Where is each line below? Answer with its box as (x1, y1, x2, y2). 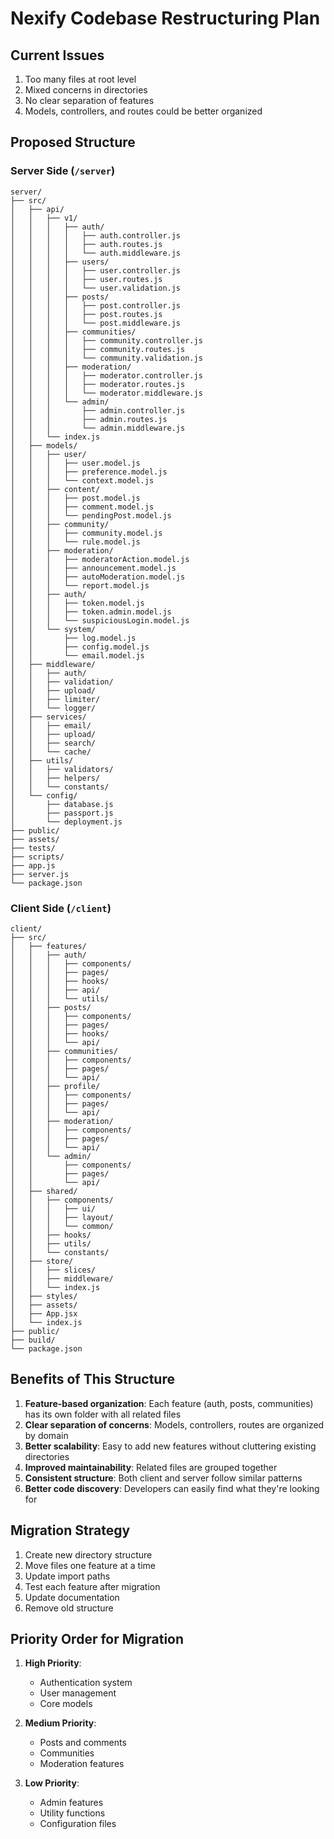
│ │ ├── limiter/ (10, 694, 101, 704)
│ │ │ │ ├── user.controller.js (10, 265, 182, 276)
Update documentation (24, 1591, 120, 1603)
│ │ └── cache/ (10, 747, 92, 757)
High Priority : (24, 1657, 82, 1669)
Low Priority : (24, 1777, 80, 1789)
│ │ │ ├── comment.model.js (10, 502, 155, 512)
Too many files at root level (24, 73, 137, 85)
